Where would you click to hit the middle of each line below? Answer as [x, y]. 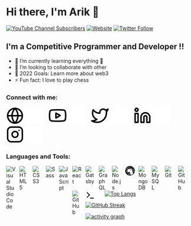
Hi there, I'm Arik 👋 [53, 12]
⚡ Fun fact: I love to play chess [52, 80]
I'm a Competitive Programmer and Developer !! [95, 47]
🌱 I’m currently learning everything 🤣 [59, 60]
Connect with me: [32, 97]
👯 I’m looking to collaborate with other [61, 67]
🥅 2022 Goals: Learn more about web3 [61, 73]
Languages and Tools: [38, 156]
